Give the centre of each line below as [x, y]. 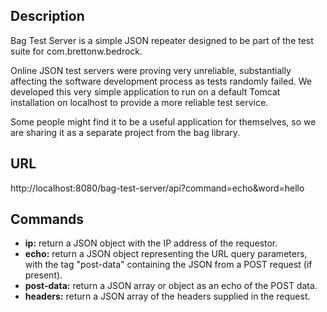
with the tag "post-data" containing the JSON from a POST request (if [168, 265]
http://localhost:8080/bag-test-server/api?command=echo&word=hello [157, 188]
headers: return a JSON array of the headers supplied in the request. [167, 296]
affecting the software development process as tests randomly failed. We [161, 81]
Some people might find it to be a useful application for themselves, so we [163, 121]
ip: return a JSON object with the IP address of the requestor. [151, 243]
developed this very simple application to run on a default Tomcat [145, 91]
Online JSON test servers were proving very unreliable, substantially [151, 70]
